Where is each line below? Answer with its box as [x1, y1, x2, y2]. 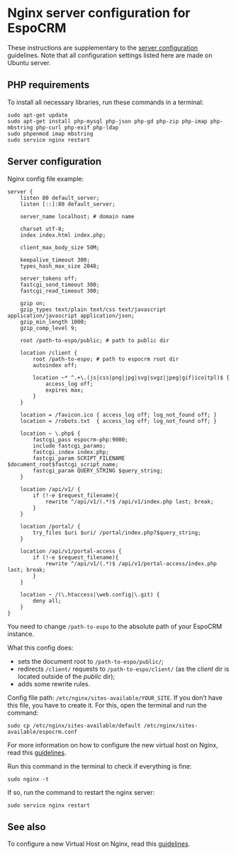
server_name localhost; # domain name [20, 213, 135, 220]
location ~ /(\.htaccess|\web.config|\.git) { [20, 591, 160, 598]
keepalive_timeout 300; [20, 256, 91, 264]
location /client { [20, 349, 78, 356]
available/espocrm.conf [7, 728, 78, 735]
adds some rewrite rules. [17, 679, 91, 688]
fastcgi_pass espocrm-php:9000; [33, 436, 129, 443]
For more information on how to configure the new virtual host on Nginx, [7, 740, 218, 749]
